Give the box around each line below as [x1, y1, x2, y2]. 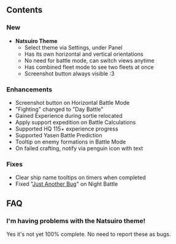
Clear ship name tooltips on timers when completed [15, 174, 146, 181]
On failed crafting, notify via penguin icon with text [15, 144, 143, 152]
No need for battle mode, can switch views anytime [24, 56, 155, 64]
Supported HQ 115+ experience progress [15, 125, 118, 132]
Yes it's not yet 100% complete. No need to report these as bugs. [6, 230, 171, 238]
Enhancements [6, 85, 53, 94]
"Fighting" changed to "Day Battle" [15, 105, 104, 113]
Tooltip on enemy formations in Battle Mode [15, 138, 126, 145]
